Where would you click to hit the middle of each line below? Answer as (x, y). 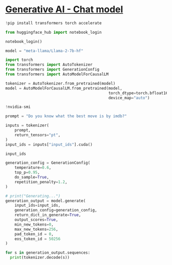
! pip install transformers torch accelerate (53, 23)
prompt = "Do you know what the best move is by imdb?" (66, 116)
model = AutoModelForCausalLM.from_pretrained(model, (64, 88)
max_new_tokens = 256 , (36, 229)
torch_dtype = (122, 93)
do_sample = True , (32, 178)
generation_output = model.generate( (46, 201)
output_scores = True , (36, 220)
